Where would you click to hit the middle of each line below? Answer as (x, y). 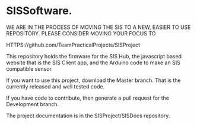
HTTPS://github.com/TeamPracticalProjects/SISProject (73, 45)
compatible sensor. (30, 68)
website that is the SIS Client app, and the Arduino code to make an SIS (93, 63)
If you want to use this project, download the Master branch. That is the (93, 80)
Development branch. (33, 104)
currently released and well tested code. (55, 86)
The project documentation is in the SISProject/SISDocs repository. (88, 116)
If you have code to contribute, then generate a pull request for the (88, 98)
